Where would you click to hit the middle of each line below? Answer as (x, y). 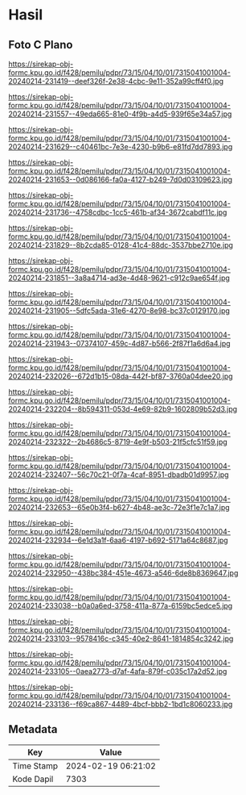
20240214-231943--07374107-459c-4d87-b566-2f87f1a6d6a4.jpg (119, 343)
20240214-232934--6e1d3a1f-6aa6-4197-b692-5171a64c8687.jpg (118, 540)
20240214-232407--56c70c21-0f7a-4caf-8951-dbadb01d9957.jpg (119, 475)
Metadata (33, 729)
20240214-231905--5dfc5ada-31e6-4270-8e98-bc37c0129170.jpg (119, 311)
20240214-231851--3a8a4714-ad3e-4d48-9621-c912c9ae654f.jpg (119, 278)
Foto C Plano (41, 45)
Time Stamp (35, 766)
